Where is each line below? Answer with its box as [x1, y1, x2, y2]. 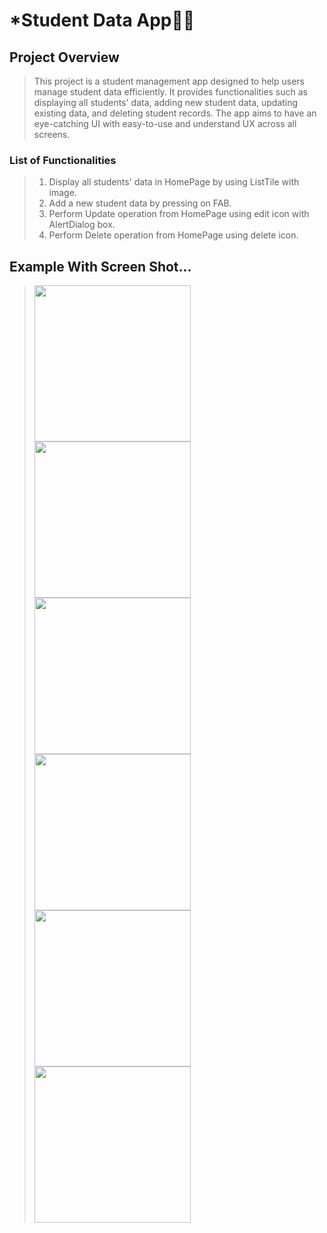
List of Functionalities [9, 153, 117, 167]
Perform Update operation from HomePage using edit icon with [48, 208, 310, 220]
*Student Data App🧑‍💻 [9, 9, 196, 32]
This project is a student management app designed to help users [33, 75, 306, 87]
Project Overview [9, 49, 120, 66]
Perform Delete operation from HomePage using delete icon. [48, 229, 299, 241]
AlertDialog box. [48, 219, 116, 231]
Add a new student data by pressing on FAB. [48, 197, 232, 209]
